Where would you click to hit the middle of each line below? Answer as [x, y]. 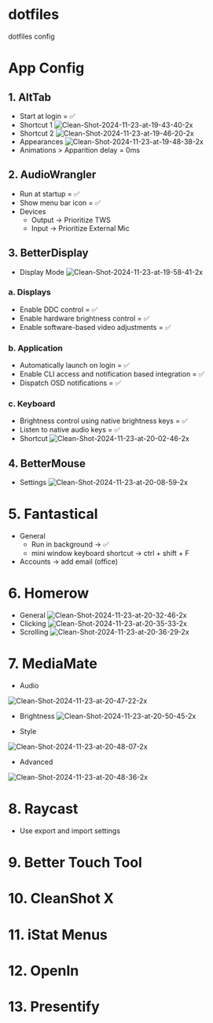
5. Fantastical [53, 514]
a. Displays [29, 292]
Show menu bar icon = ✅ [60, 202]
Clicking [33, 624]
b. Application [35, 348]
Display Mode [42, 272]
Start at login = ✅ [48, 116]
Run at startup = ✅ [50, 194]
